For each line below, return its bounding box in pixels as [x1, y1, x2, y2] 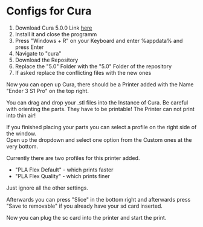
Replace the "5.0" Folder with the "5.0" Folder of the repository [14, 62, 172, 70]
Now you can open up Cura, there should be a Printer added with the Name [6, 80, 195, 88]
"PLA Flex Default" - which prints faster [14, 166, 114, 173]
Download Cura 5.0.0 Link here [14, 24, 92, 31]
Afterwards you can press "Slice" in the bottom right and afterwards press [6, 196, 191, 203]
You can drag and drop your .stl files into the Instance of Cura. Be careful [6, 98, 188, 106]
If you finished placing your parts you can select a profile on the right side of [6, 123, 197, 130]
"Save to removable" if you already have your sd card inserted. [6, 202, 163, 209]
